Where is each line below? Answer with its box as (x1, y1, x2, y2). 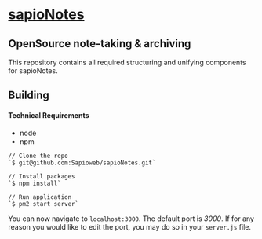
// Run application (8, 193, 72, 201)
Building (8, 89, 49, 102)
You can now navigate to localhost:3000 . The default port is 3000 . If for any (8, 214, 255, 223)
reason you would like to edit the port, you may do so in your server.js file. (8, 222, 251, 231)
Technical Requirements (8, 110, 89, 119)
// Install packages (8, 172, 76, 180)
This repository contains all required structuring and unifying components (8, 57, 246, 67)
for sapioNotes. (8, 66, 58, 75)
